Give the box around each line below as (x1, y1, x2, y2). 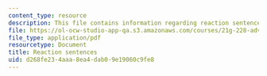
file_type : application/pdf (8, 33, 102, 42)
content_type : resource (8, 11, 87, 20)
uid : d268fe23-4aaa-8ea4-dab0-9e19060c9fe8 (8, 56, 155, 64)
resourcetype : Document (8, 41, 87, 49)
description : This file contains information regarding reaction (8, 19, 229, 27)
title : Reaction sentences (8, 48, 98, 56)
